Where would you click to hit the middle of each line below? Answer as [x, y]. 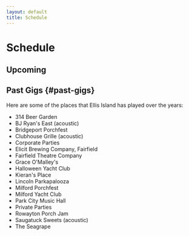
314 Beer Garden [36, 116]
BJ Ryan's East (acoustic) [47, 123]
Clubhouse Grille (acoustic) [49, 136]
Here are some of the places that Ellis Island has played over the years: [95, 105]
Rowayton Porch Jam [41, 214]
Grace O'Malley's [37, 162]
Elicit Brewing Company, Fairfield [56, 149]
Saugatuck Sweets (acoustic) [52, 220]
